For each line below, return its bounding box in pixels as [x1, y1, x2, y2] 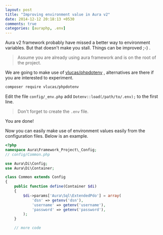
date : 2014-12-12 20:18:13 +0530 [5, 16, 75, 21]
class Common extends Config [5, 175, 66, 180]
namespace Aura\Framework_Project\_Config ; [5, 147, 97, 152]
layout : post [5, 7, 32, 12]
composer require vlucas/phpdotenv [5, 84, 79, 90]
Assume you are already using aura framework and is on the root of [17, 54, 157, 60]
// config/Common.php [5, 152, 50, 157]
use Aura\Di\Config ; [5, 161, 48, 166]
